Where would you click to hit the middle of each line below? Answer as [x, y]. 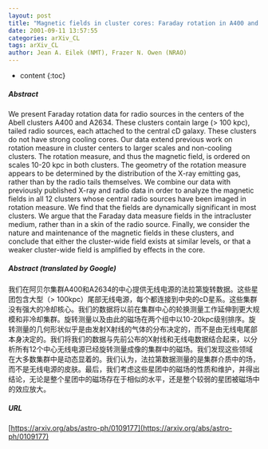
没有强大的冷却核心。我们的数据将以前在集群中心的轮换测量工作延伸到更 [127, 309]
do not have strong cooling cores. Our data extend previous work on [120, 139]
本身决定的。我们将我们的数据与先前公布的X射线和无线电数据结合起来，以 [130, 339]
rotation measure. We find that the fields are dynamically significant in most [132, 207]
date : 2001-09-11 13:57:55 [53, 30]
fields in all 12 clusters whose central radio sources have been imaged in [127, 199]
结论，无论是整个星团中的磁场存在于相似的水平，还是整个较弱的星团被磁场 [130, 379]
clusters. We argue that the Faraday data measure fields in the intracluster [130, 216]
